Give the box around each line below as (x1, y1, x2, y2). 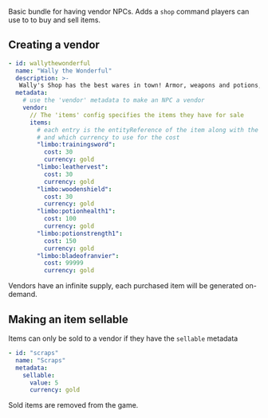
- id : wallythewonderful (8, 59, 91, 67)
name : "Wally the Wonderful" (15, 67, 112, 75)
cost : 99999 (43, 259, 84, 268)
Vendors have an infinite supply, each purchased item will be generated (8, 281, 243, 291)
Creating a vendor (8, 38, 100, 52)
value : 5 (29, 378, 59, 387)
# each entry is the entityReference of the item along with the (37, 126, 259, 134)
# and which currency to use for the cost (37, 133, 180, 142)
